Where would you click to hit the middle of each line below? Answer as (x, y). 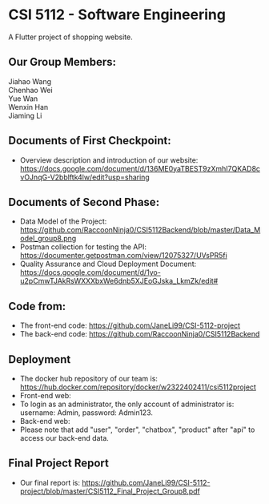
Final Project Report (59, 464)
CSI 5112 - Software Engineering (117, 15)
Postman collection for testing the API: (83, 247)
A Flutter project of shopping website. (71, 37)
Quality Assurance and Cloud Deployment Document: (108, 264)
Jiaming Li (25, 115)
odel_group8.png (48, 239)
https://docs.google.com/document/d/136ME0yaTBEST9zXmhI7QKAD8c (140, 168)
